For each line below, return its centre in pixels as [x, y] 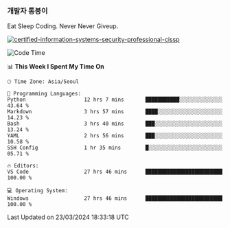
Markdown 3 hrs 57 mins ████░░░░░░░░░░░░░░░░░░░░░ [115, 112]
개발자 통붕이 [27, 10]
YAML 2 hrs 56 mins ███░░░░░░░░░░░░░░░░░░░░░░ [115, 136]
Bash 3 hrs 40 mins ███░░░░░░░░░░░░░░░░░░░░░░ [115, 124]
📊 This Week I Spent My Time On [56, 67]
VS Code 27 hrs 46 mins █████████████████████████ [115, 172]
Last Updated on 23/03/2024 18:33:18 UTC [68, 217]
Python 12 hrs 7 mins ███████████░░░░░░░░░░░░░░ [115, 100]
